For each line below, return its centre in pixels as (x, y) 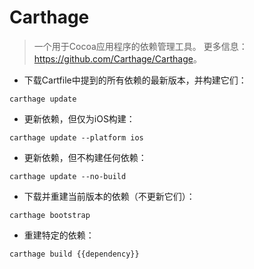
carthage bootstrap (50, 215)
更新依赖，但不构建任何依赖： (85, 157)
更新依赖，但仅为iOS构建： (79, 118)
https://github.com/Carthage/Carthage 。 (117, 58)
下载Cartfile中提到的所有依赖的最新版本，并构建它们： (135, 80)
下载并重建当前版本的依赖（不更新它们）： (109, 196)
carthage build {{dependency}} (74, 254)
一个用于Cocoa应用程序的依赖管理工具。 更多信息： (140, 46)
